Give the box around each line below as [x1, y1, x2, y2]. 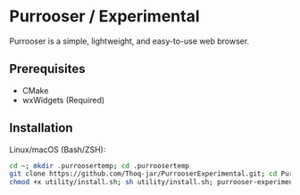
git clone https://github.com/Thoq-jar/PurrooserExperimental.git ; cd [9, 169, 278, 179]
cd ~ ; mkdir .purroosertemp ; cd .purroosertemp [9, 161, 190, 170]
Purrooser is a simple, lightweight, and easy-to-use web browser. [9, 36, 250, 46]
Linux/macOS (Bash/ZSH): [9, 144, 106, 155]
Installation [9, 120, 73, 135]
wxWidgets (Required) [21, 94, 105, 105]
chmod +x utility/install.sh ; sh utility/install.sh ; [9, 178, 214, 187]
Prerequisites [9, 61, 86, 77]
